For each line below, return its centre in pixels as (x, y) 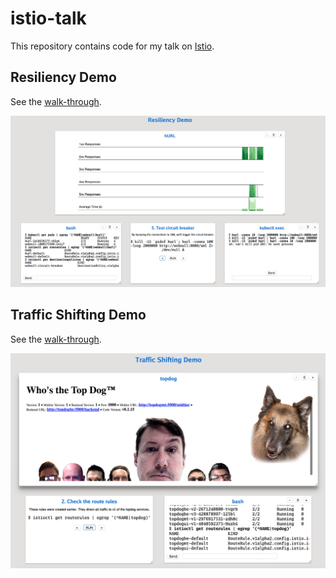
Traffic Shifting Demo (78, 315)
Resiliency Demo (63, 77)
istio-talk (48, 18)
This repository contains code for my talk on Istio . (112, 46)
